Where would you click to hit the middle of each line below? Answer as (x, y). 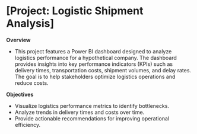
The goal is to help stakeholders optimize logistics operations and (95, 76)
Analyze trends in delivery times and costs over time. (80, 112)
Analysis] (30, 23)
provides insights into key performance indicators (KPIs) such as (94, 64)
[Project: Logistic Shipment (75, 11)
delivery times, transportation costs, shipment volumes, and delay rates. (103, 70)
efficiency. (27, 125)
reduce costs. (31, 83)
